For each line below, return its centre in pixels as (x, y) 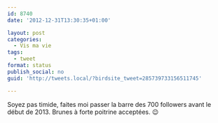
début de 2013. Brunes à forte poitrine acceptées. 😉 (83, 112)
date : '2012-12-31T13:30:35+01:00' (59, 20)
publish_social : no (36, 72)
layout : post (26, 33)
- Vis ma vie (33, 46)
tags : (15, 52)
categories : (25, 39)
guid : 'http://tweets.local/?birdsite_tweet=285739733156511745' (104, 78)
